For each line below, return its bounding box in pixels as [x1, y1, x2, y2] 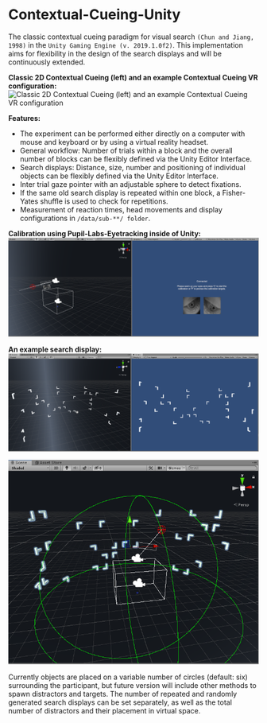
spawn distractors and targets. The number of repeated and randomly [8, 689, 238, 698]
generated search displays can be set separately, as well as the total [8, 698, 233, 707]
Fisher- [222, 188, 246, 197]
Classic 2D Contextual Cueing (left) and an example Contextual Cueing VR [8, 72, 258, 82]
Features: [8, 113, 41, 122]
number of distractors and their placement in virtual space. [8, 706, 201, 715]
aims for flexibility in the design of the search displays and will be [8, 49, 222, 58]
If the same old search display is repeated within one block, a [19, 188, 221, 197]
